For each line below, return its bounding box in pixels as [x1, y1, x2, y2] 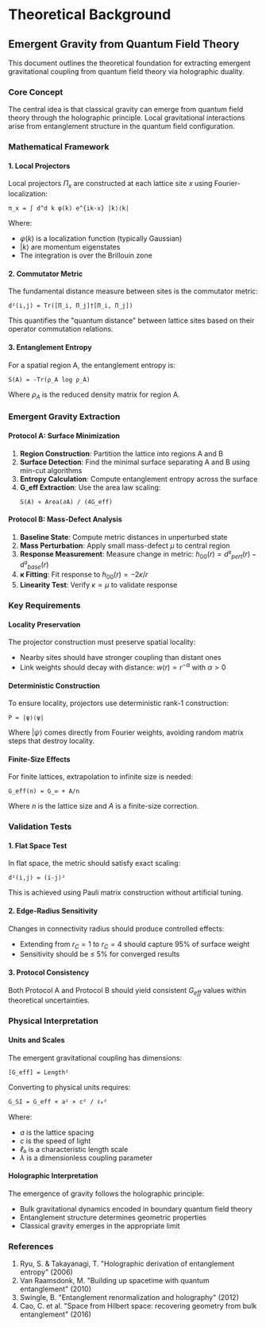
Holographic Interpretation [8, 1171, 98, 1181]
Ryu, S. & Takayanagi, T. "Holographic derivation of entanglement [19, 1259, 235, 1269]
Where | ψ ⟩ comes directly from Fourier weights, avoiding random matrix [8, 728, 244, 737]
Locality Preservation [8, 619, 81, 629]
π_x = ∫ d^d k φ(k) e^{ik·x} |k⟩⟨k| [8, 204, 129, 212]
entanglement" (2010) [19, 1284, 91, 1294]
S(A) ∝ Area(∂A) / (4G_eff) [19, 498, 113, 506]
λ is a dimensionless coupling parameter [19, 1153, 153, 1162]
